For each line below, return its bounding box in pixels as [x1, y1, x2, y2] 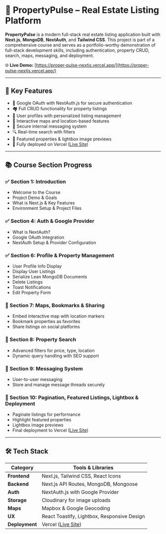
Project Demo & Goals [12, 195, 57, 200]
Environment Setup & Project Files [12, 205, 82, 211]
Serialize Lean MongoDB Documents [12, 274, 87, 280]
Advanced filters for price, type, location [12, 347, 95, 353]
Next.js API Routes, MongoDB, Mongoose [41, 481, 138, 488]
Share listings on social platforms [12, 324, 80, 330]
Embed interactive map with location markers [12, 313, 105, 319]
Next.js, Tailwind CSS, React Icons [41, 472, 121, 479]
